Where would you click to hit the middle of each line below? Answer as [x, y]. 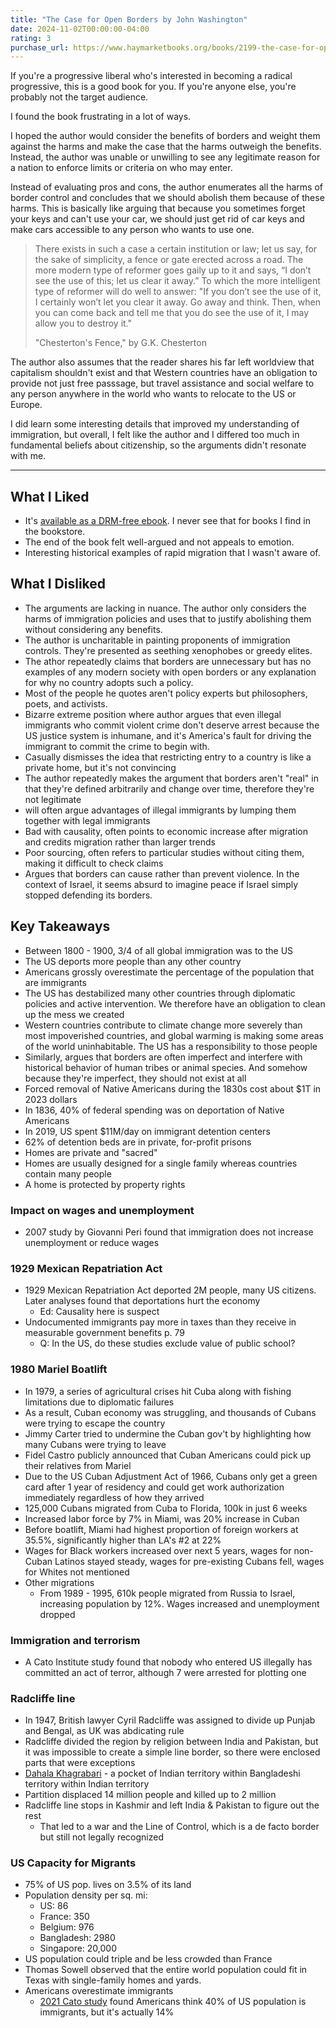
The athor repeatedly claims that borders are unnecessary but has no [168, 661]
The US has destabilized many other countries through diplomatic [160, 993]
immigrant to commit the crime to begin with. [117, 746]
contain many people [68, 1173]
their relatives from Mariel [78, 1465]
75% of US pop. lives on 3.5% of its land [108, 1885]
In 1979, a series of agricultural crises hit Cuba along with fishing [158, 1391]
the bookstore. [55, 532]
